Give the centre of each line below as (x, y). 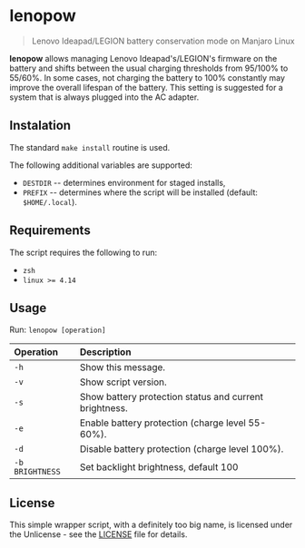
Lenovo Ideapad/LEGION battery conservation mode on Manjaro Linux (163, 41)
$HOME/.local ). (49, 201)
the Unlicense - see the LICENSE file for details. (98, 534)
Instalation (40, 126)
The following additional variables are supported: (101, 165)
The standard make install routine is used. (90, 147)
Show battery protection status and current (172, 397)
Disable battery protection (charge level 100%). (182, 449)
